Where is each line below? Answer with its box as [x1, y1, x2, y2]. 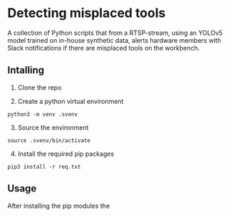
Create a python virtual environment [17, 97, 124, 105]
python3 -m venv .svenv [7, 110, 78, 118]
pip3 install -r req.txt [7, 163, 81, 170]
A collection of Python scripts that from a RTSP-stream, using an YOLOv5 [7, 28, 223, 37]
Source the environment [17, 123, 89, 132]
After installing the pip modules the [7, 201, 110, 210]
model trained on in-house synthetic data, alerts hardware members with [7, 36, 221, 44]
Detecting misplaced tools [7, 5, 166, 21]
